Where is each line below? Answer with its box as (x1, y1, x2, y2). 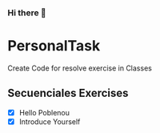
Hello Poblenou (18, 107, 70, 117)
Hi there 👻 (7, 7, 47, 18)
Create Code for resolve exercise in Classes (7, 63, 153, 73)
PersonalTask (7, 37, 101, 55)
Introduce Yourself (18, 116, 81, 127)
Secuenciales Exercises (7, 87, 129, 100)
